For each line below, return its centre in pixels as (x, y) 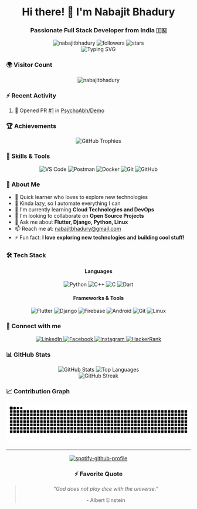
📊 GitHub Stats (28, 355)
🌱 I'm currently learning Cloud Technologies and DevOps (84, 209)
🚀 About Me (23, 184)
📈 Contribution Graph (38, 391)
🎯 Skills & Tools (28, 156)
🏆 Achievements (31, 126)
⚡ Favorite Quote (98, 474)
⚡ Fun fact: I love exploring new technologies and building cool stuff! (99, 237)
